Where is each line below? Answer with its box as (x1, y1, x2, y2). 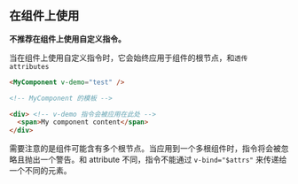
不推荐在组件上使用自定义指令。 (9, 34, 126, 44)
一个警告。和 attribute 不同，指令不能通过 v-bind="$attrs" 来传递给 (39, 154, 287, 165)
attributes (9, 62, 50, 71)
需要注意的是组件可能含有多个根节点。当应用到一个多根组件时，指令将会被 (9, 143, 281, 154)
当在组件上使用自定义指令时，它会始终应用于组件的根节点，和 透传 (9, 52, 248, 63)
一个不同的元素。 (9, 165, 72, 176)
